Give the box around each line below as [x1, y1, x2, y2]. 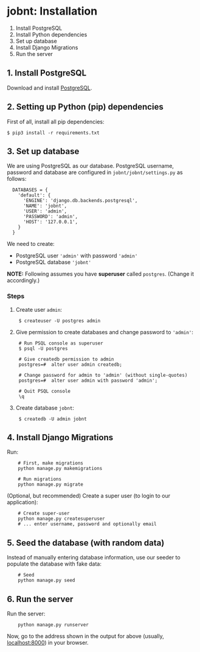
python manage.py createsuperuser [18, 516, 105, 522]
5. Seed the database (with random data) [7, 538, 165, 548]
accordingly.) [7, 277, 40, 284]
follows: [7, 175, 27, 183]
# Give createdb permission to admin [18, 356, 114, 362]
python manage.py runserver [18, 622, 89, 628]
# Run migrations [18, 476, 62, 482]
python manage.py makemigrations [18, 466, 103, 472]
